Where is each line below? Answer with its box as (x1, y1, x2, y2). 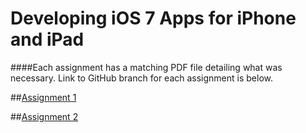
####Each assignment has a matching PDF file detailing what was (10, 61, 283, 73)
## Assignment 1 (10, 91, 77, 103)
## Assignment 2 (10, 110, 79, 122)
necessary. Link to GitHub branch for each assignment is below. (10, 72, 274, 84)
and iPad (10, 28, 85, 51)
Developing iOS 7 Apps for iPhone (10, 7, 297, 30)
